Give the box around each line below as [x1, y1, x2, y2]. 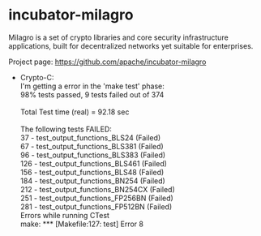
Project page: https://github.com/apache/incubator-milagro [8, 57, 207, 67]
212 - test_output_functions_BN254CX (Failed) [19, 184, 176, 194]
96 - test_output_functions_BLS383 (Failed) [19, 150, 166, 160]
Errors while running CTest [19, 210, 109, 220]
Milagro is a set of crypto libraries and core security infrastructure [8, 32, 229, 42]
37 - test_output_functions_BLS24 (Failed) [19, 132, 161, 143]
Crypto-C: [19, 72, 54, 82]
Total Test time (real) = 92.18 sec [19, 107, 130, 117]
